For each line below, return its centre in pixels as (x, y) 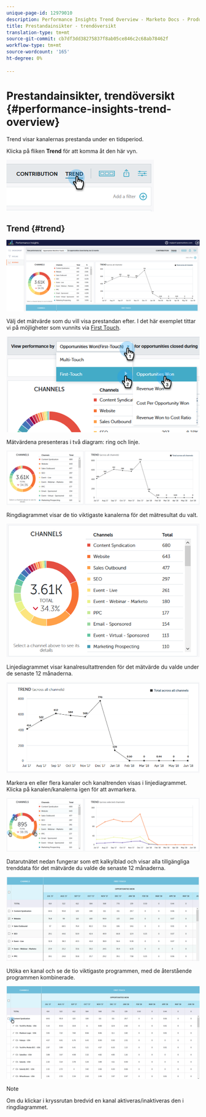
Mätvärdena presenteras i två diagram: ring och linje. (73, 442)
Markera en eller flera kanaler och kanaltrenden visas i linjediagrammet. (97, 783)
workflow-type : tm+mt (34, 45)
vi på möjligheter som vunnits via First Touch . (64, 328)
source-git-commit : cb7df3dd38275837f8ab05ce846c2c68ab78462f (87, 39)
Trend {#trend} (36, 228)
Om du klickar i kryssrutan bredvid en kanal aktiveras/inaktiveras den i (95, 1101)
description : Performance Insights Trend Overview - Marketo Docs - (96, 19)
